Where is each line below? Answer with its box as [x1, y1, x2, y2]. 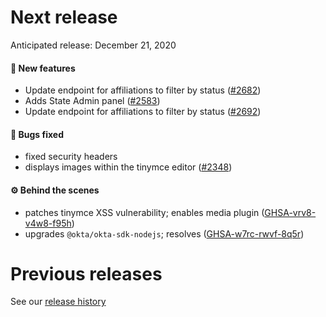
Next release [10, 6, 118, 29]
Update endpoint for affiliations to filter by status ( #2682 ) [24, 84, 262, 96]
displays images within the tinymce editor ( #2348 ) [24, 161, 233, 173]
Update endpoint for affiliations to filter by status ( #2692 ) [24, 106, 262, 118]
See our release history [10, 296, 107, 308]
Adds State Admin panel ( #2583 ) [24, 95, 161, 107]
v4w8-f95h [24, 217, 72, 229]
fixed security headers [24, 151, 118, 163]
